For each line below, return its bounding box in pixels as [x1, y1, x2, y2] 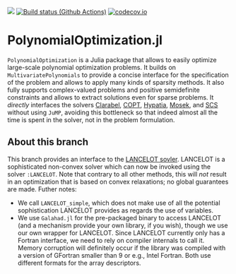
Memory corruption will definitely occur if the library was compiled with [17, 244, 226, 252]
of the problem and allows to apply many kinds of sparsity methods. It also [7, 78, 225, 86]
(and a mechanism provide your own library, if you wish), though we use [17, 221, 228, 230]
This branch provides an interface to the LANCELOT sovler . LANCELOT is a [7, 155, 225, 163]
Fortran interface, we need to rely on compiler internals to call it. [17, 236, 205, 244]
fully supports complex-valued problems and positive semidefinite [7, 85, 200, 94]
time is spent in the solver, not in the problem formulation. [7, 115, 175, 124]
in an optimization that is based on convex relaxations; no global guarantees [7, 177, 229, 186]
